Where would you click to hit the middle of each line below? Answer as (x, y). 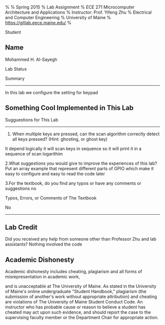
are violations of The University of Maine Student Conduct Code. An (74, 302)
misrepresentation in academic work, (42, 277)
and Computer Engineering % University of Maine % (58, 17)
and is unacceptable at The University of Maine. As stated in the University (81, 286)
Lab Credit (21, 227)
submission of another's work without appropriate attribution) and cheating (81, 297)
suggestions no (21, 188)
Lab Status (16, 69)
